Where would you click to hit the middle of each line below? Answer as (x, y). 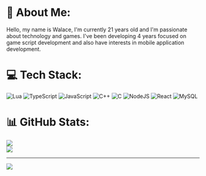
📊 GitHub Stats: (48, 122)
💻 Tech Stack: (44, 75)
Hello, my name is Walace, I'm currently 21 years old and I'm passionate (97, 29)
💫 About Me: (39, 13)
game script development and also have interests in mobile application (95, 42)
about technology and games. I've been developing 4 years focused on (97, 36)
